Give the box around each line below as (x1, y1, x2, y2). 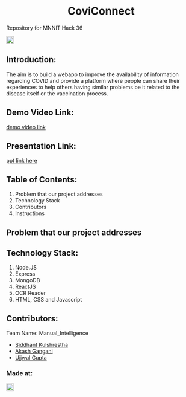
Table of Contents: (6, 174, 78, 185)
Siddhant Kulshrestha (14, 341, 68, 349)
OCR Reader (14, 289, 46, 297)
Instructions (14, 210, 45, 217)
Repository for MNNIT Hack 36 (6, 24, 83, 31)
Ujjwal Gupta (14, 354, 47, 361)
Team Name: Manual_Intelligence (6, 329, 89, 337)
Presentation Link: (6, 141, 76, 151)
